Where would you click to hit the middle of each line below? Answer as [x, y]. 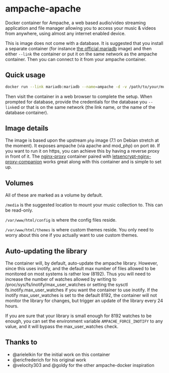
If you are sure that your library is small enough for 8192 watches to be [78, 316]
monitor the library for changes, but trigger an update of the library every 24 [84, 301]
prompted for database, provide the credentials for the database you [76, 102]
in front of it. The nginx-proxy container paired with [58, 156]
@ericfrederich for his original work [49, 360]
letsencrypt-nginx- [132, 156]
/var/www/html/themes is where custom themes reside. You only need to [79, 230]
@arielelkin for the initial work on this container [61, 354]
